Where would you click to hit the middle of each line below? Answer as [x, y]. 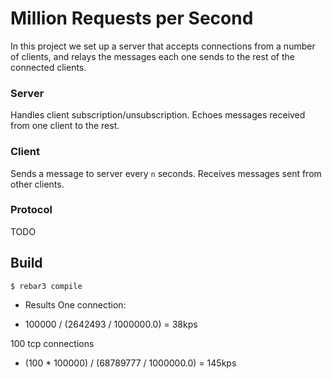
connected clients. [48, 67]
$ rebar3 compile [46, 286]
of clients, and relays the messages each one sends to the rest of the [152, 56]
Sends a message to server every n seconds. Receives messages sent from [166, 173]
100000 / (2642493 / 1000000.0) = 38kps [111, 324]
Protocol [31, 210]
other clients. [37, 184]
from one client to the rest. [65, 126]
